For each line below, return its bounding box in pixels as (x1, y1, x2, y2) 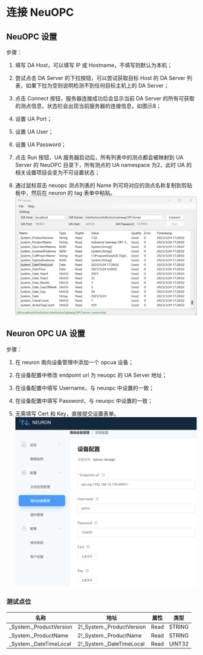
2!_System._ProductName (77, 631, 142, 639)
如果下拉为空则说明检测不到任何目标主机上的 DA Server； (25, 82, 169, 89)
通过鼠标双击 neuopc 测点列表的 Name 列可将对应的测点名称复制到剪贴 (14, 182, 193, 189)
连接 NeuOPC (6, 5, 74, 19)
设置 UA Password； (14, 141, 66, 148)
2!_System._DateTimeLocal (77, 640, 145, 647)
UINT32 (169, 640, 189, 647)
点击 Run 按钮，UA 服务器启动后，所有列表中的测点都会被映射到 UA (14, 154, 184, 161)
